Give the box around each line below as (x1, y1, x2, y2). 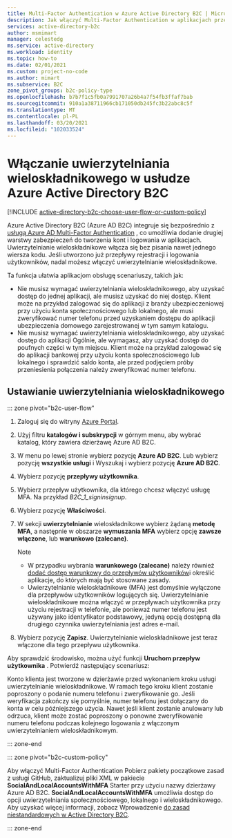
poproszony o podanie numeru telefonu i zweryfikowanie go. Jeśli (7, 689, 195, 698)
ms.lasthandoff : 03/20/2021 (7, 119, 88, 127)
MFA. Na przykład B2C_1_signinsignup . (17, 493, 127, 501)
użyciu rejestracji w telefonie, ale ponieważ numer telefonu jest (27, 606, 207, 614)
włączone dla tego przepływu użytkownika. (17, 641, 140, 649)
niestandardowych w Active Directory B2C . (7, 810, 130, 819)
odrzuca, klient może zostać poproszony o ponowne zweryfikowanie (7, 711, 204, 720)
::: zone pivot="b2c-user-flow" (7, 404, 95, 412)
